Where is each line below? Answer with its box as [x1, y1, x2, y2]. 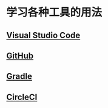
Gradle [6, 71, 32, 82]
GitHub [6, 50, 34, 61]
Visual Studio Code [6, 30, 81, 40]
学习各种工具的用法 [6, 5, 103, 19]
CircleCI [6, 92, 38, 102]
